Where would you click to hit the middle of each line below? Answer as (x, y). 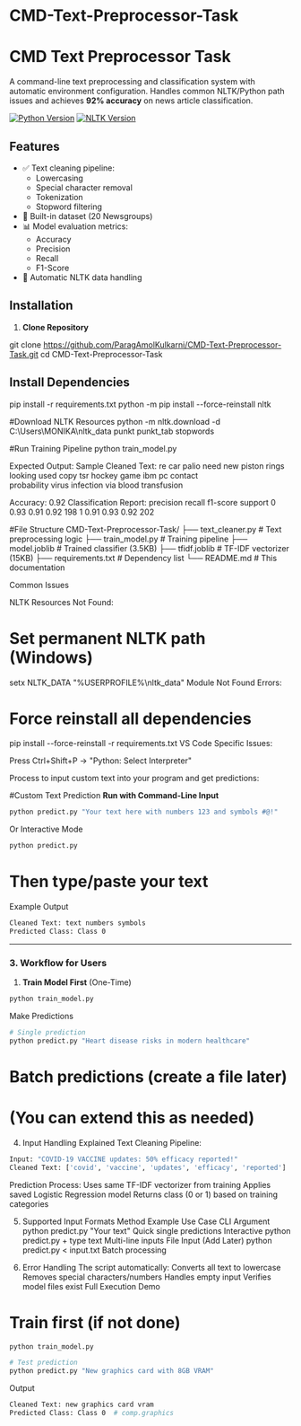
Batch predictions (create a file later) (149, 1076)
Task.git (24, 354)
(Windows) (52, 657)
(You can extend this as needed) (132, 1118)
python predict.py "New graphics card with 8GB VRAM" (112, 1371)
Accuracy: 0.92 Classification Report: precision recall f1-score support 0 (142, 502)
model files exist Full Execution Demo (91, 1286)
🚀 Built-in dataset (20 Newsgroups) (87, 216)
